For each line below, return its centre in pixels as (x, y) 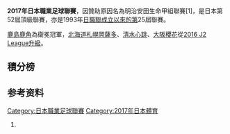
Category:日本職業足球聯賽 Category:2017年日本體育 (83, 111)
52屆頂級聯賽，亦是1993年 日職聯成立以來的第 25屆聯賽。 (89, 19)
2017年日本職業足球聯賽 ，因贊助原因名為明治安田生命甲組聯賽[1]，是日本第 (115, 11)
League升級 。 (27, 43)
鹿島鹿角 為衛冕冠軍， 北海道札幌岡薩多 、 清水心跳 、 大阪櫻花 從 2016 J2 (107, 34)
